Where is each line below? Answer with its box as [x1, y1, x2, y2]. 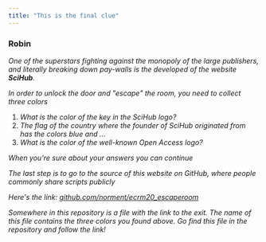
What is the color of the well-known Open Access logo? [19, 137, 203, 147]
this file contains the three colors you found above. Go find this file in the [8, 216, 248, 225]
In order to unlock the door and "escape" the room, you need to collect [8, 88, 241, 98]
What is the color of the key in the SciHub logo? [19, 112, 177, 122]
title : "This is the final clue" [8, 11, 119, 20]
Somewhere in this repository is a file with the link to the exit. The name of [8, 208, 252, 217]
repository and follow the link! [8, 224, 106, 234]
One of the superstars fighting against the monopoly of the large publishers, [8, 56, 259, 65]
